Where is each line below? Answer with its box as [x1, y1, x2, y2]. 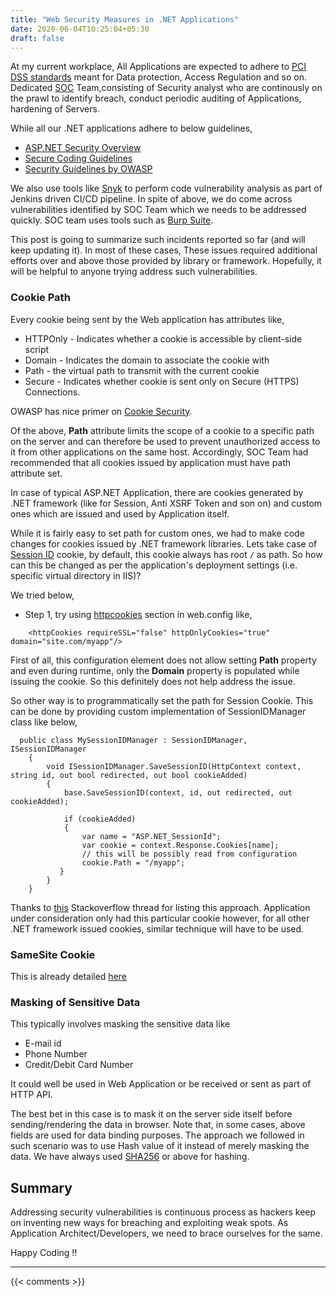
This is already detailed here [10, 970, 127, 982]
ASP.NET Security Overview [24, 142, 142, 154]
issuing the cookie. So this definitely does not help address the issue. [10, 675, 296, 687]
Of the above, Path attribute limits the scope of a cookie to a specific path [10, 424, 315, 436]
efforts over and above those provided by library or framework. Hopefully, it [10, 255, 322, 267]
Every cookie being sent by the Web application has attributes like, [10, 313, 285, 325]
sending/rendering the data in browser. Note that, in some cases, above [10, 1119, 306, 1131]
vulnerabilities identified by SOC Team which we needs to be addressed [10, 204, 307, 216]
